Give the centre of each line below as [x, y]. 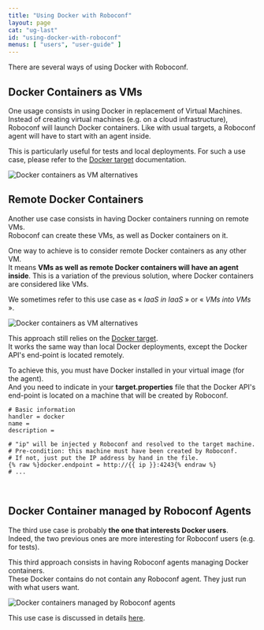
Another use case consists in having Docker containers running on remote [129, 218]
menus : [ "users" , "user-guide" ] [65, 45]
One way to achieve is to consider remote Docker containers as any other [127, 250]
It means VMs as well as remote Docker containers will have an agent [123, 267]
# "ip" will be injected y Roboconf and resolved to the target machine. [132, 444]
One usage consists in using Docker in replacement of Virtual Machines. [125, 110]
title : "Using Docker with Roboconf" [70, 15]
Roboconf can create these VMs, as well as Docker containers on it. [118, 235]
